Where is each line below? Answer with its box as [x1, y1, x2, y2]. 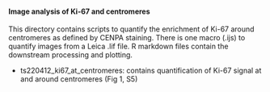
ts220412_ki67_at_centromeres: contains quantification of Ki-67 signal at [19, 65, 262, 76]
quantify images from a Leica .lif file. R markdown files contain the [8, 41, 229, 52]
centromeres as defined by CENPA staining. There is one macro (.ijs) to [8, 33, 246, 43]
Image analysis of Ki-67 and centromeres [8, 6, 151, 16]
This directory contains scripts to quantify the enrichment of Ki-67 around [8, 24, 255, 34]
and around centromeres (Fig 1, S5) [19, 74, 138, 84]
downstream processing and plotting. [8, 50, 133, 60]
